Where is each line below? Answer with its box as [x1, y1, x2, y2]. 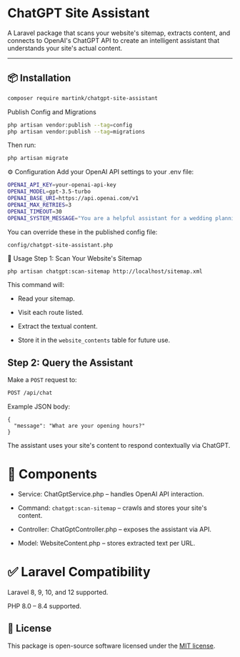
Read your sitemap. [17, 294, 75, 303]
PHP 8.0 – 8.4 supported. [7, 601, 82, 610]
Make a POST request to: [7, 376, 77, 384]
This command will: [7, 281, 65, 289]
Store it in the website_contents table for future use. [17, 336, 170, 344]
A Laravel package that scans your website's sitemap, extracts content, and [7, 29, 231, 37]
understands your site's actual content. [7, 44, 123, 52]
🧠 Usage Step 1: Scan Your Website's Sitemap [7, 254, 142, 262]
